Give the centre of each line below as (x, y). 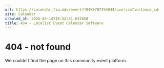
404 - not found (38, 47)
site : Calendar (20, 14)
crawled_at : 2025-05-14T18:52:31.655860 (47, 18)
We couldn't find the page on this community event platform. (66, 61)
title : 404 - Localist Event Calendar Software (54, 23)
